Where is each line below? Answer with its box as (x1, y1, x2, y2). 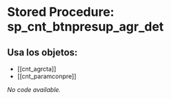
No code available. (7, 86, 61, 93)
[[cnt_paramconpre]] (17, 72, 77, 80)
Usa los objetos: (7, 46, 78, 58)
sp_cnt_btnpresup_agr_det (7, 19, 164, 35)
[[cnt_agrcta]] (17, 65, 57, 73)
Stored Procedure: (7, 4, 115, 20)
